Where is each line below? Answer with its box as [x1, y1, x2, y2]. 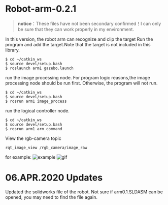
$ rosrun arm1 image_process [5, 99, 67, 104]
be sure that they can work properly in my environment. [17, 26, 135, 32]
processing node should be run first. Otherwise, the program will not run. [5, 80, 158, 86]
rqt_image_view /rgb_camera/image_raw [5, 145, 87, 150]
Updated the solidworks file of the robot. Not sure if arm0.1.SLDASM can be [5, 189, 163, 195]
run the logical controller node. [5, 107, 70, 113]
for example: [5, 154, 32, 160]
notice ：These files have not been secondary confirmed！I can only [17, 20, 161, 26]
